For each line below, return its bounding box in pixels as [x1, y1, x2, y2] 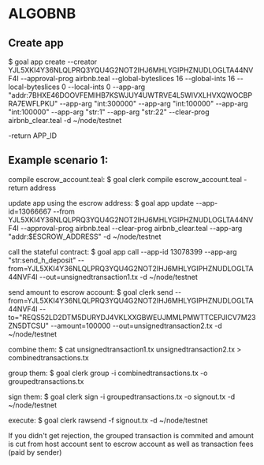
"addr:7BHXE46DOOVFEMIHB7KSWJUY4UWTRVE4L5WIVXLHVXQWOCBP [8, 91, 253, 99]
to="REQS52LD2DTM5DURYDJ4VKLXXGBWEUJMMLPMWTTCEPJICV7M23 [8, 312, 256, 322]
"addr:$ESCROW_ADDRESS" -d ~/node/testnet [8, 232, 162, 241]
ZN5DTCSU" [8, 321, 50, 330]
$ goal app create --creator [8, 57, 98, 66]
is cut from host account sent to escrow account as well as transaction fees [8, 439, 254, 448]
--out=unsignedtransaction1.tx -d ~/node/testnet [39, 272, 199, 281]
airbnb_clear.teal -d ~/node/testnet [8, 116, 122, 125]
